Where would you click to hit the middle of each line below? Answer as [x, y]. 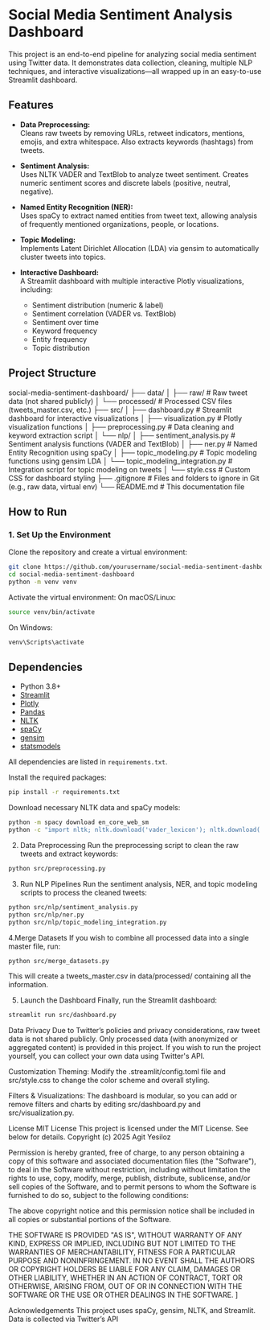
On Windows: [31, 627]
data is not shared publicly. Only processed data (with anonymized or [123, 1039]
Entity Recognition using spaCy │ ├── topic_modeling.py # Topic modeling [133, 452]
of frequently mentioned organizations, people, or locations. [119, 224]
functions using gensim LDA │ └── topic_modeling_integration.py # [121, 461]
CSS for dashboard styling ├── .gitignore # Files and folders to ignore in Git [134, 478]
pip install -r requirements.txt [64, 793]
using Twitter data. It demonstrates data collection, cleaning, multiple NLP [131, 63]
